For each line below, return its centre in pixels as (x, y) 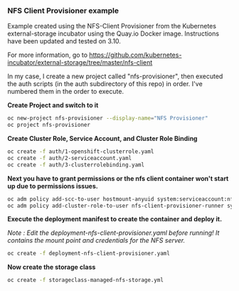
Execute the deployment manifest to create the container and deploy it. (115, 219)
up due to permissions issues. (53, 186)
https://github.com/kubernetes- (135, 55)
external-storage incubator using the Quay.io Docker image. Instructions (113, 33)
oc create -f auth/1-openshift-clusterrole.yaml (81, 152)
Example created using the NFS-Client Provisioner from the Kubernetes (112, 26)
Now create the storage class (52, 267)
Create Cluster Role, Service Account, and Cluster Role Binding (102, 139)
